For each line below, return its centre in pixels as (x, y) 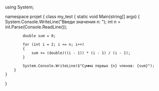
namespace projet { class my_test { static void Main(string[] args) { (72, 16)
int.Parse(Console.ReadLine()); (36, 27)
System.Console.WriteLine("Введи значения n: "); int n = (63, 22)
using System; (20, 7)
